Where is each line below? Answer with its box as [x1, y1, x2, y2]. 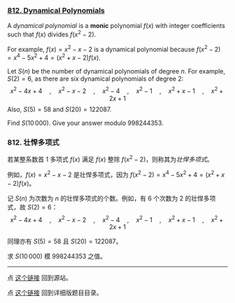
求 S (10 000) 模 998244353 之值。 [7, 252, 107, 261]
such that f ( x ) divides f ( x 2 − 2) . [7, 29, 97, 39]
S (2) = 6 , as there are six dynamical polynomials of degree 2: [7, 74, 184, 83]
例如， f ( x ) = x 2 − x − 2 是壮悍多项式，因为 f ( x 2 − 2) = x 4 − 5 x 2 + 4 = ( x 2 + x [7, 169, 225, 179]
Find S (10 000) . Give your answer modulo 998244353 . [7, 119, 164, 127]
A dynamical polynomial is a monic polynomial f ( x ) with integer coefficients [7, 22, 225, 30]
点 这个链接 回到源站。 [7, 274, 72, 282]
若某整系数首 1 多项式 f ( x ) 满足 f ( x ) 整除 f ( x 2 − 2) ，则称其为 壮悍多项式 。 [7, 154, 213, 163]
